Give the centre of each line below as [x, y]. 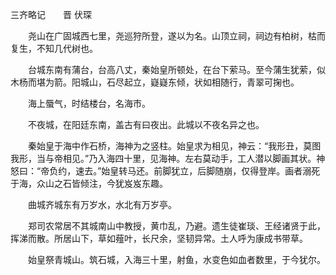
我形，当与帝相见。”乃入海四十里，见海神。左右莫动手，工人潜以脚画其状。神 [168, 158]
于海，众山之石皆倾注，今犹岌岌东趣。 [89, 183]
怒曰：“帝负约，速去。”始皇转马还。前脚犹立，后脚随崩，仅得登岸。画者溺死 [165, 171]
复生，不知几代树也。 [54, 48]
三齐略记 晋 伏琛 [51, 14]
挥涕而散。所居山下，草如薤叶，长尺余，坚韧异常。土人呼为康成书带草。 [159, 238]
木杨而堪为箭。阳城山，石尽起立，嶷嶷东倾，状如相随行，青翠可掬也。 [155, 82]
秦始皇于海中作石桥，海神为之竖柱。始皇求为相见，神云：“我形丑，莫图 [174, 146]
